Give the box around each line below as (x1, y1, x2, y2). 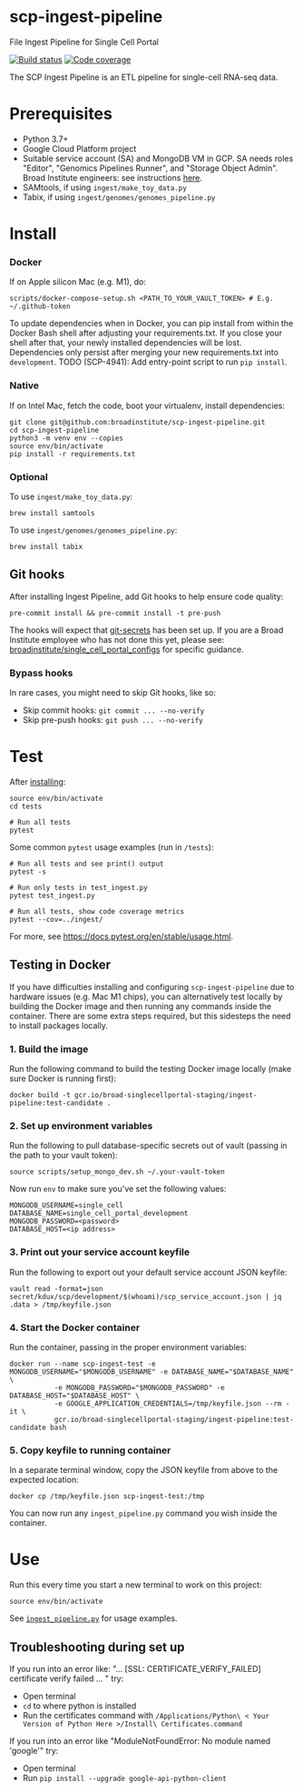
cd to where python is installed (22, 1700, 137, 1711)
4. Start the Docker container (9, 1321, 141, 1334)
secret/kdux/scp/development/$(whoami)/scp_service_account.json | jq (9, 1292, 282, 1301)
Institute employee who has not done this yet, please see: (9, 634, 225, 645)
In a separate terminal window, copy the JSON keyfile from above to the (9, 1465, 279, 1476)
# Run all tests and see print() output (9, 859, 165, 868)
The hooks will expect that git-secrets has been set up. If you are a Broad (9, 625, 284, 636)
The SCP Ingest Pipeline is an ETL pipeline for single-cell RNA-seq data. (9, 71, 279, 83)
